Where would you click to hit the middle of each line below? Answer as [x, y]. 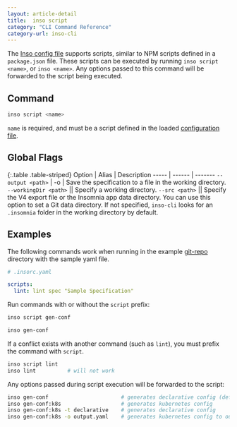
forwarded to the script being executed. [65, 76]
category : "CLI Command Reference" [60, 27]
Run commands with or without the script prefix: [79, 305]
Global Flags [35, 158]
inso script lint [33, 364]
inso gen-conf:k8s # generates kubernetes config [110, 404]
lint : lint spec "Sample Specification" [74, 291]
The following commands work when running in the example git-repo [108, 251]
